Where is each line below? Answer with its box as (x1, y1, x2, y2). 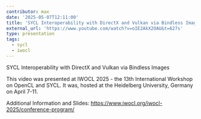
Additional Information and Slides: (6, 99, 90, 107)
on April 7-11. (6, 87, 38, 95)
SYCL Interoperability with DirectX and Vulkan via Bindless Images (6, 64, 170, 71)
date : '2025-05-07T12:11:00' (6, 14, 79, 20)
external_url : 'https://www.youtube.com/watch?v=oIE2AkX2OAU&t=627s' (6, 25, 184, 32)
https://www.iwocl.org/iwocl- (90, 99, 163, 107)
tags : (6, 36, 20, 42)
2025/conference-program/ (6, 105, 75, 113)
